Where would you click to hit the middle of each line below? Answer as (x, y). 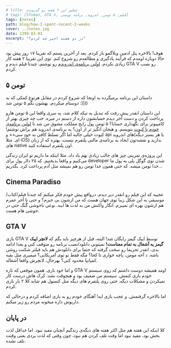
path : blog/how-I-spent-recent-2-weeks (48, 24)
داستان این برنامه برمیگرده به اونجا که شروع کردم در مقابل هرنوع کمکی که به (79, 97)
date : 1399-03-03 (24, 34)
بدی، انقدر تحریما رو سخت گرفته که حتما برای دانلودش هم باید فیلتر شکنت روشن (82, 250)
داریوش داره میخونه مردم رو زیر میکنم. (43, 302)
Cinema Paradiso (33, 182)
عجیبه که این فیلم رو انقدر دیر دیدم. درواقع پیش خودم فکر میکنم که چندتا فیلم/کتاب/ (85, 194)
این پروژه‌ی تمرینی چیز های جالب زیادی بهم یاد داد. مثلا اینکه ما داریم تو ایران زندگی (84, 155)
